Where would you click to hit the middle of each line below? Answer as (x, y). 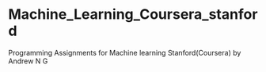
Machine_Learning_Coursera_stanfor (133, 14)
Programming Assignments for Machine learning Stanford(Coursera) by (125, 52)
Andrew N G (28, 61)
